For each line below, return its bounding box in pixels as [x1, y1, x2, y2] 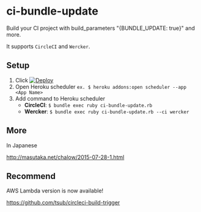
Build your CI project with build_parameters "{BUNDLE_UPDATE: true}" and [6, 24, 196, 32]
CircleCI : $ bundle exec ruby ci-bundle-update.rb [24, 101, 153, 108]
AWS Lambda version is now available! [6, 187, 104, 194]
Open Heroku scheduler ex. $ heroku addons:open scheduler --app [15, 83, 187, 90]
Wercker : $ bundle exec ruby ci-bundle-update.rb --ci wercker [24, 108, 189, 115]
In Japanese [6, 141, 38, 149]
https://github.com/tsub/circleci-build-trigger [6, 199, 120, 207]
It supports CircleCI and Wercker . [6, 43, 90, 50]
